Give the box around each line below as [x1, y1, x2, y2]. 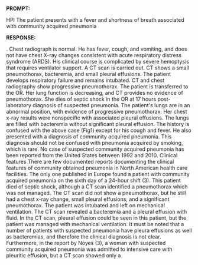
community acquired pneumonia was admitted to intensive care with [6, 246, 173, 253]
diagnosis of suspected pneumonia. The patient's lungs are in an [32, 102, 190, 108]
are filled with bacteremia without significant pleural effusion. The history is [6, 121, 190, 127]
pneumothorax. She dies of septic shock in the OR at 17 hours [6, 95, 157, 102]
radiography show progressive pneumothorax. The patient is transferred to [6, 83, 189, 90]
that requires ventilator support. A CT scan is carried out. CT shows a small [6, 64, 189, 71]
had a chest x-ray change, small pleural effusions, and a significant [6, 196, 170, 203]
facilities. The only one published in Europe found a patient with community [6, 171, 190, 177]
